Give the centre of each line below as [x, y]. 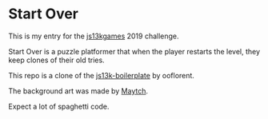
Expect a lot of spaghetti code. [59, 106]
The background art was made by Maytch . [78, 91]
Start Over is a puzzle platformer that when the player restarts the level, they [134, 51]
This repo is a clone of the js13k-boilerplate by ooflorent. [101, 75]
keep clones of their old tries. [57, 60]
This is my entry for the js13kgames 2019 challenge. [94, 36]
